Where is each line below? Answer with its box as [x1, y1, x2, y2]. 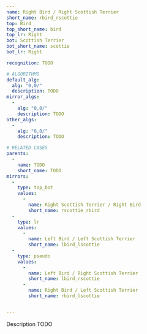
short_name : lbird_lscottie [28, 241, 100, 248]
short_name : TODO [17, 167, 62, 173]
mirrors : [6, 173, 29, 180]
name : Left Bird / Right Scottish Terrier [28, 270, 138, 276]
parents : [6, 151, 29, 157]
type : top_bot [17, 184, 53, 191]
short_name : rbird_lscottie [28, 293, 100, 299]
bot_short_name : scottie [6, 44, 70, 50]
